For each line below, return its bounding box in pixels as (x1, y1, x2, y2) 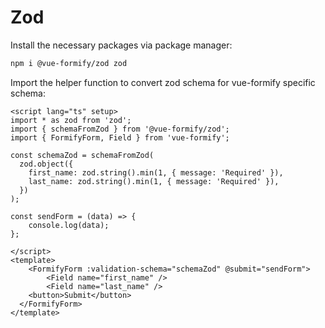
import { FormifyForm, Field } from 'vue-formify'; (10, 132, 230, 143)
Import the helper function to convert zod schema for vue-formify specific (10, 76, 316, 88)
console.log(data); (28, 220, 110, 230)
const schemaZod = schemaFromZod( (10, 150, 155, 160)
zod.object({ (19, 159, 74, 169)
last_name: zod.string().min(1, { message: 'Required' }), (28, 176, 280, 186)
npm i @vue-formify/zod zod (10, 58, 128, 68)
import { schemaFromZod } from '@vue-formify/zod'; (10, 124, 230, 134)
